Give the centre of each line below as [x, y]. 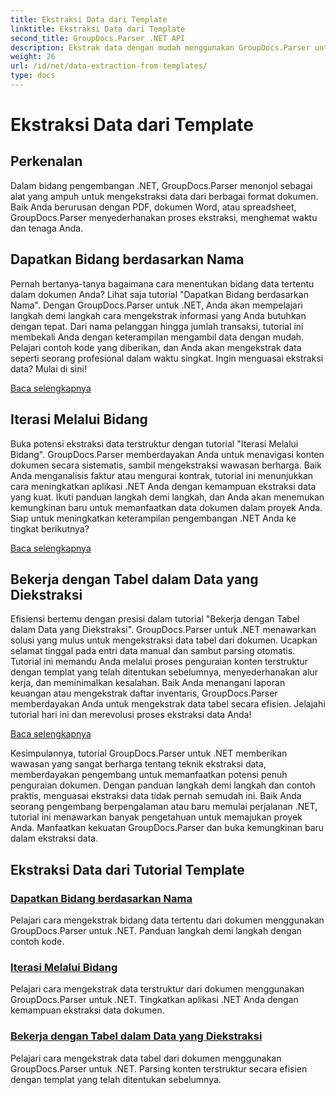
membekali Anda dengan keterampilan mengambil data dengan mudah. [157, 337]
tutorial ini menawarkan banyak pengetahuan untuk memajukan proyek [156, 817]
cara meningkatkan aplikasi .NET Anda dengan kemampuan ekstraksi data [163, 486]
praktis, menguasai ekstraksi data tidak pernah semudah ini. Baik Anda [156, 796]
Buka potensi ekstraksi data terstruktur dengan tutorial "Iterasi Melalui [154, 443]
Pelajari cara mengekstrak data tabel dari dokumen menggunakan [146, 1058]
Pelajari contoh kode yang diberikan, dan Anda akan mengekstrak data [156, 347]
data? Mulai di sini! [48, 368]
